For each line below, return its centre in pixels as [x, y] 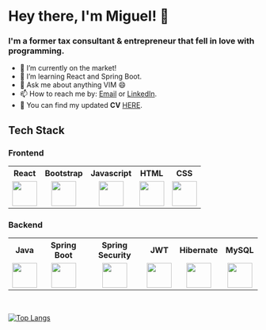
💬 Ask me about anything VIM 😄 [73, 85]
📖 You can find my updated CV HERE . [81, 106]
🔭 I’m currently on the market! [68, 68]
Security [114, 255]
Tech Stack [36, 130]
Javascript [111, 174]
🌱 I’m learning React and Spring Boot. [81, 77]
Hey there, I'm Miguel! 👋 [89, 16]
